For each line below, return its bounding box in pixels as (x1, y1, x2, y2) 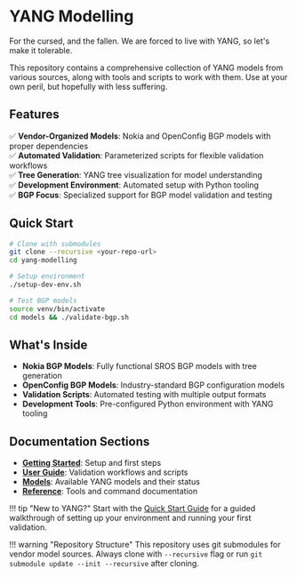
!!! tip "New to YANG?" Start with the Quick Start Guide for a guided (9, 503, 256, 514)
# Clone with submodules (9, 239, 101, 248)
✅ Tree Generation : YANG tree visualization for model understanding (9, 169, 262, 180)
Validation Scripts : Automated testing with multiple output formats (21, 389, 267, 400)
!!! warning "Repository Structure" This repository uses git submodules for (9, 540, 281, 550)
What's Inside (9, 337, 88, 352)
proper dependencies (9, 140, 89, 151)
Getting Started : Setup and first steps (21, 458, 162, 469)
